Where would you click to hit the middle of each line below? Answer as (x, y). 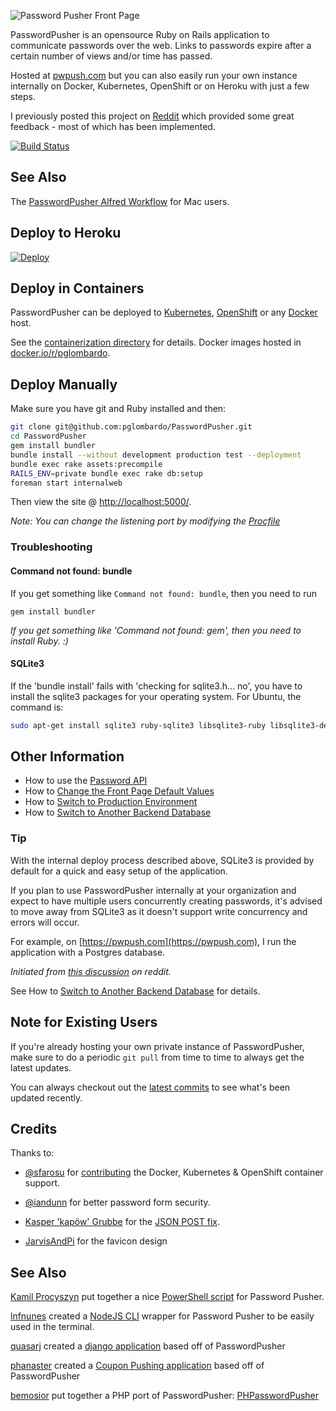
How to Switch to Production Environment (111, 802)
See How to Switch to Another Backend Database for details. (135, 991)
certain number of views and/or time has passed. (111, 56)
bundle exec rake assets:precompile (86, 464)
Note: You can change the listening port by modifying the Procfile (145, 521)
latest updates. (41, 1067)
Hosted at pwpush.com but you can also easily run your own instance (154, 75)
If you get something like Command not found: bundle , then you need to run (163, 593)
